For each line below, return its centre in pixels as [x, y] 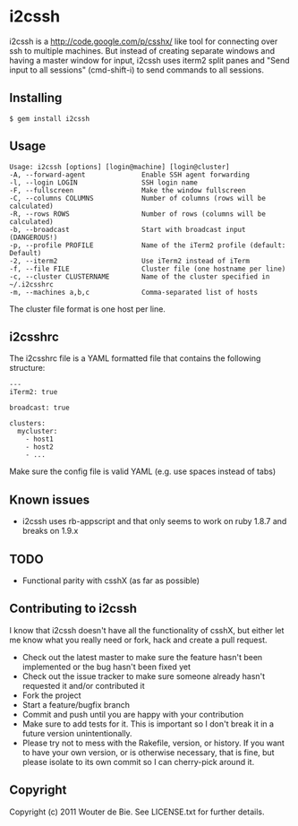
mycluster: [38, 432]
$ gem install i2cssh [50, 118]
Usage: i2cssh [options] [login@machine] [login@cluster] [119, 167]
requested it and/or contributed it [83, 685]
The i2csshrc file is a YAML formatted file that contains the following [135, 358]
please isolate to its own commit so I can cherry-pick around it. [138, 761]
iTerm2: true [34, 392]
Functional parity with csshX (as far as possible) [111, 581]
